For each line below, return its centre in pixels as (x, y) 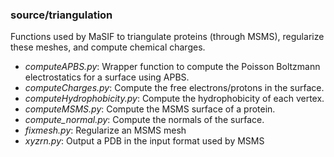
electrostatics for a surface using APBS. (107, 77)
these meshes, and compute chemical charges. (108, 47)
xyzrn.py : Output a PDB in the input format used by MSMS (144, 141)
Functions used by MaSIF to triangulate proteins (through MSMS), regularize (167, 37)
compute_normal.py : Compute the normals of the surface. (144, 120)
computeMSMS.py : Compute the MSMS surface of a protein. (150, 109)
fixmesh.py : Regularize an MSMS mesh (105, 130)
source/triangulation (61, 15)
